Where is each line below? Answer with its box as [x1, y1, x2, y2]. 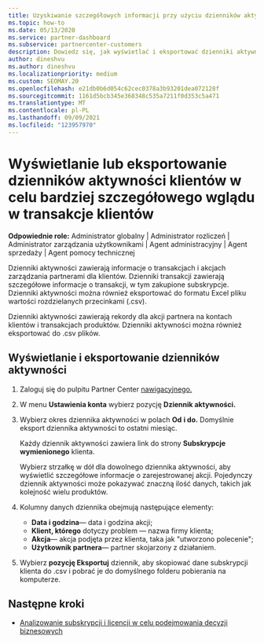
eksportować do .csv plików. [8, 328, 101, 338]
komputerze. [19, 575, 61, 584]
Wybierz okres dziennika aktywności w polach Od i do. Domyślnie [19, 414, 234, 424]
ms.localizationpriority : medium [8, 70, 118, 78]
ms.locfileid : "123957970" [8, 121, 97, 129]
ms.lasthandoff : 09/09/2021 [8, 114, 101, 122]
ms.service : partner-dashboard [8, 33, 111, 42]
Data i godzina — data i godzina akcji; [31, 517, 153, 527]
